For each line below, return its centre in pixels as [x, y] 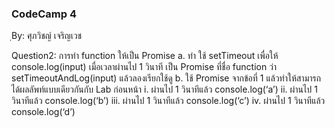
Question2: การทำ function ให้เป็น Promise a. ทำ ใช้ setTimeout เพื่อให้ [145, 56]
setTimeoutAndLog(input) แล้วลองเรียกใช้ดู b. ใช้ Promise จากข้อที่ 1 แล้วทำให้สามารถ [166, 78]
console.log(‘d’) [43, 112]
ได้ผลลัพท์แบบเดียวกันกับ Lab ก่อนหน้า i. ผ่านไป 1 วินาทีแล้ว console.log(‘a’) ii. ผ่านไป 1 [164, 89]
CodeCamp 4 [44, 14]
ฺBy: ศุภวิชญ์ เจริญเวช [47, 36]
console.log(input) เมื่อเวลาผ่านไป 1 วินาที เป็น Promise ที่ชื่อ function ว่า [144, 67]
